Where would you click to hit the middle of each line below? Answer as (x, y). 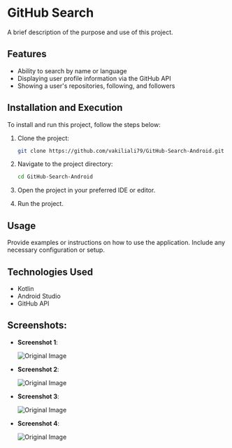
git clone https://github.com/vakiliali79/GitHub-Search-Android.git (121, 151)
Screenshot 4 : (38, 423)
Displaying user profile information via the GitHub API (94, 78)
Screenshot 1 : (37, 342)
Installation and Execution (65, 108)
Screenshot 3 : (38, 396)
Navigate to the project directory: (65, 164)
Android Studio (39, 296)
